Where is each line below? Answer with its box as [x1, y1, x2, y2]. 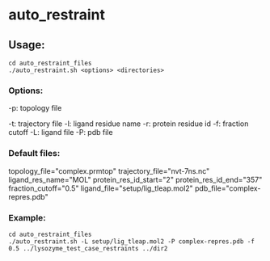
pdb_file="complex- [195, 183, 261, 193]
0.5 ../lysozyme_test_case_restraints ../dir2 [8, 244, 168, 252]
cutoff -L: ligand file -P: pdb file [8, 128, 113, 137]
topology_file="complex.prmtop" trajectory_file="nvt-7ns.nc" [8, 166, 210, 175]
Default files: [8, 148, 61, 159]
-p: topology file [8, 103, 62, 113]
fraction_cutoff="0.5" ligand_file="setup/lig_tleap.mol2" [8, 183, 194, 193]
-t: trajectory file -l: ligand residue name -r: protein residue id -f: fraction [8, 119, 249, 128]
